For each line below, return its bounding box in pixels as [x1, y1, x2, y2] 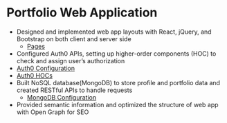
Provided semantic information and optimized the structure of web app [16, 100, 219, 109]
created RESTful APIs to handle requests [16, 86, 133, 94]
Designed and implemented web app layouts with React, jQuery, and [16, 27, 212, 36]
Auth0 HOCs [16, 71, 53, 80]
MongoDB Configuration [26, 93, 97, 101]
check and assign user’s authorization [16, 56, 125, 65]
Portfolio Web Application [6, 5, 158, 21]
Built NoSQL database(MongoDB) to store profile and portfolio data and [16, 78, 221, 87]
